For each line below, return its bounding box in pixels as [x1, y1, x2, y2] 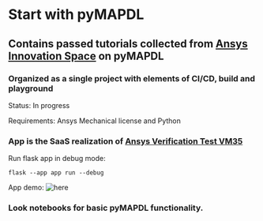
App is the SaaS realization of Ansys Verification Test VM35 [8, 136, 243, 147]
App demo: [8, 183, 45, 193]
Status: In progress [8, 100, 70, 110]
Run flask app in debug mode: [8, 154, 107, 163]
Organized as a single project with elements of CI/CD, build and [8, 73, 255, 84]
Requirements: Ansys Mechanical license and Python [8, 116, 182, 125]
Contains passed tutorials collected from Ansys [8, 37, 248, 51]
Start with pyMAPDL [8, 6, 145, 24]
